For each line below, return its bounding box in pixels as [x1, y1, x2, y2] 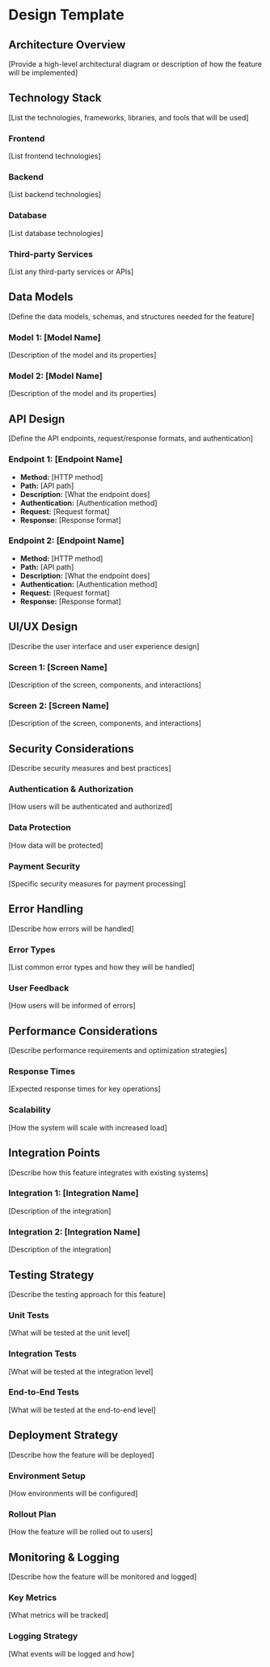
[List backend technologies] [8, 190, 102, 200]
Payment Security [8, 861, 81, 872]
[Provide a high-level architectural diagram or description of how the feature [8, 59, 263, 69]
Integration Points [8, 1146, 101, 1160]
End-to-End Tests [8, 1387, 79, 1398]
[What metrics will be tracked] [8, 1610, 109, 1620]
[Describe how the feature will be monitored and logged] [8, 1572, 197, 1581]
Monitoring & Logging [8, 1550, 120, 1564]
